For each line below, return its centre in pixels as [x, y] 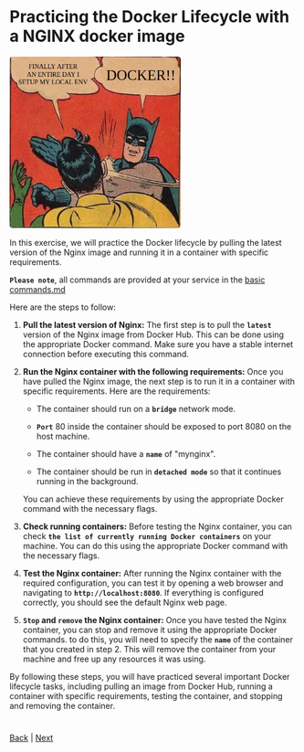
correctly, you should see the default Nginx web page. [125, 602]
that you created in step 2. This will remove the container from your [149, 649]
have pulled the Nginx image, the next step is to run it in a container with [158, 381]
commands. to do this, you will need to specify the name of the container [158, 639]
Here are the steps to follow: [63, 307]
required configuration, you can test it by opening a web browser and [153, 583]
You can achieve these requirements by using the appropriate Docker [153, 499]
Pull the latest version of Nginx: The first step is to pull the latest [147, 324]
